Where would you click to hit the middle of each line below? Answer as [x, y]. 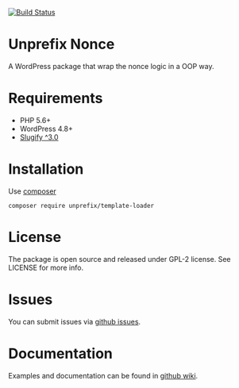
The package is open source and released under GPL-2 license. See [120, 259]
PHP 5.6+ [35, 120]
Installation [46, 169]
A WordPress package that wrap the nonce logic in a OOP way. [111, 66]
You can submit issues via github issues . [75, 321]
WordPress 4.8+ [46, 129]
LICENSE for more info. [46, 267]
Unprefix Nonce [62, 44]
